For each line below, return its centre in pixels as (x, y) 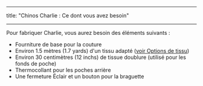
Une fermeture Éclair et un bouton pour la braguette (79, 76)
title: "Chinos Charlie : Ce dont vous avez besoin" (68, 15)
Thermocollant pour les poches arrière (63, 70)
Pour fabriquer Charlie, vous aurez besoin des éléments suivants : (88, 33)
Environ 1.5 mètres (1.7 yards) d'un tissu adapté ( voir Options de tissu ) (102, 51)
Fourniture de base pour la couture (58, 45)
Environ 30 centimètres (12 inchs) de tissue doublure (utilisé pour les (100, 57)
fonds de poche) (36, 63)
